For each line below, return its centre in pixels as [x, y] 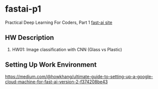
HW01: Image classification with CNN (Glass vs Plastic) [67, 49]
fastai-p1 [23, 9]
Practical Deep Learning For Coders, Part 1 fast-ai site [59, 22]
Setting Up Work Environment [51, 65]
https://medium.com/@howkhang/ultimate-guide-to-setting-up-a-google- [79, 76]
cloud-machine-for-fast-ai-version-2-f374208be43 [56, 82]
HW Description [30, 38]
